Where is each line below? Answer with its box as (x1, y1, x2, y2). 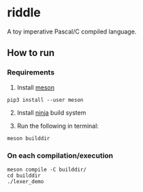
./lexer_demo (7, 178, 44, 185)
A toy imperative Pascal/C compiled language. (7, 27, 137, 36)
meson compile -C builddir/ (7, 166, 87, 173)
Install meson (16, 83, 54, 92)
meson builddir (7, 135, 50, 141)
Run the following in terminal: (16, 122, 99, 130)
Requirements (7, 68, 55, 77)
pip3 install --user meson (7, 96, 84, 103)
